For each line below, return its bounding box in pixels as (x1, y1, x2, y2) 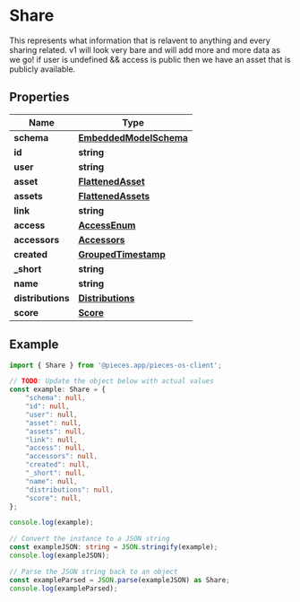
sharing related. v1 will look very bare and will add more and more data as (9, 44, 280, 55)
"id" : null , (25, 402, 70, 411)
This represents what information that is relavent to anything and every (9, 35, 270, 46)
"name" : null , (25, 476, 78, 485)
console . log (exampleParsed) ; (9, 584, 118, 593)
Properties (9, 90, 70, 105)
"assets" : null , (25, 427, 87, 436)
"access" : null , (25, 443, 87, 453)
